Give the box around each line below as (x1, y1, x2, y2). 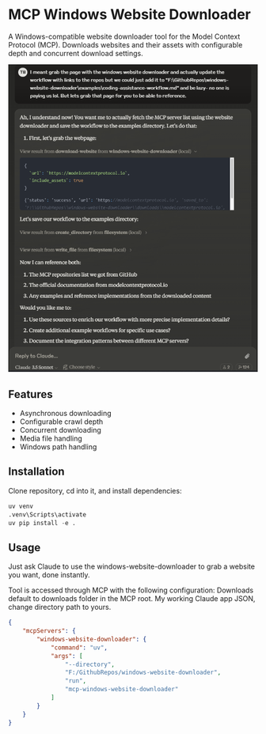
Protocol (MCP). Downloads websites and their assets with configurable (8, 40, 243, 49)
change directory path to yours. (8, 603, 112, 612)
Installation (8, 465, 65, 479)
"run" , (64, 677, 87, 685)
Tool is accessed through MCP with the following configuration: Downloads (8, 585, 254, 595)
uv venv (8, 502, 34, 510)
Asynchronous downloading (19, 408, 112, 418)
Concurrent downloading (19, 425, 101, 434)
